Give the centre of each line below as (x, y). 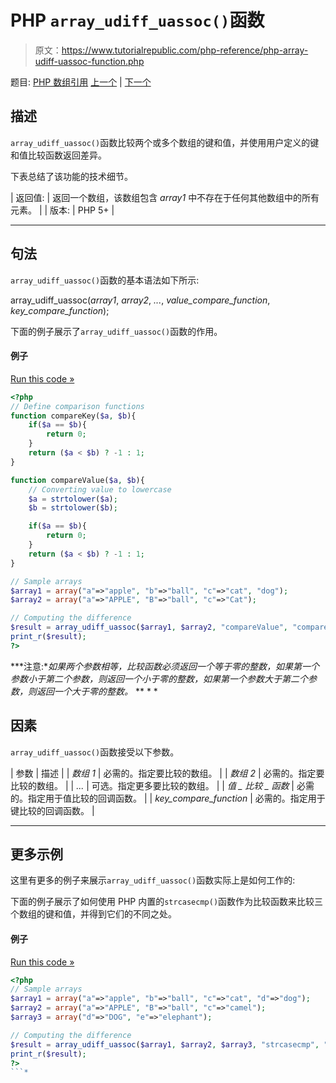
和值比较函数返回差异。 (58, 155)
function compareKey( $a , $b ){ (73, 416)
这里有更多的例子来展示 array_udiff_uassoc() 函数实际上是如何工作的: (153, 880)
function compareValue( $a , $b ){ (77, 480)
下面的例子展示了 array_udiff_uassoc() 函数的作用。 (116, 331)
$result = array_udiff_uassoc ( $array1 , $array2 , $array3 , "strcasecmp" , (165, 1044)
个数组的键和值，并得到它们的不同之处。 (93, 914)
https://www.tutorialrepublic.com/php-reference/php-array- (185, 50)
